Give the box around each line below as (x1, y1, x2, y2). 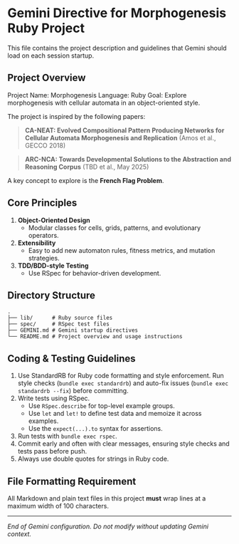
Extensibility (17, 239, 56, 247)
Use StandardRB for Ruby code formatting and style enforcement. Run (17, 372, 224, 380)
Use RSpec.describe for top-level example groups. (28, 402, 176, 410)
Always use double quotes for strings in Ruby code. (17, 454, 169, 464)
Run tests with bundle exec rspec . (17, 432, 117, 441)
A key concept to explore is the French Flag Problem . (7, 176, 164, 184)
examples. (28, 417, 59, 425)
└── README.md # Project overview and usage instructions (7, 333, 183, 340)
